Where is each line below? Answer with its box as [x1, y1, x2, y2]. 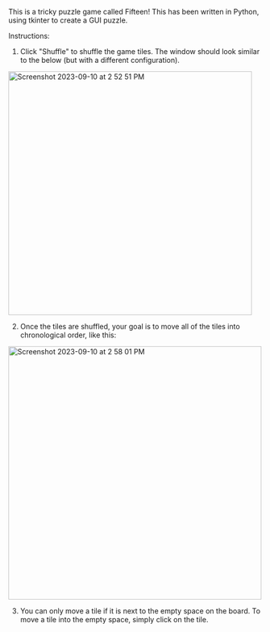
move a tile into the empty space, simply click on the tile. [19, 615, 209, 624]
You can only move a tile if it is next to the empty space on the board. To [19, 606, 260, 616]
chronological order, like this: [19, 330, 117, 340]
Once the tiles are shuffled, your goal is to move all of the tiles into [19, 322, 240, 331]
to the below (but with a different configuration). [19, 56, 180, 65]
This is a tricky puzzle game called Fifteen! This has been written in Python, [8, 7, 260, 16]
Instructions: [8, 31, 50, 40]
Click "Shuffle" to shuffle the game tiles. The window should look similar [19, 47, 260, 56]
